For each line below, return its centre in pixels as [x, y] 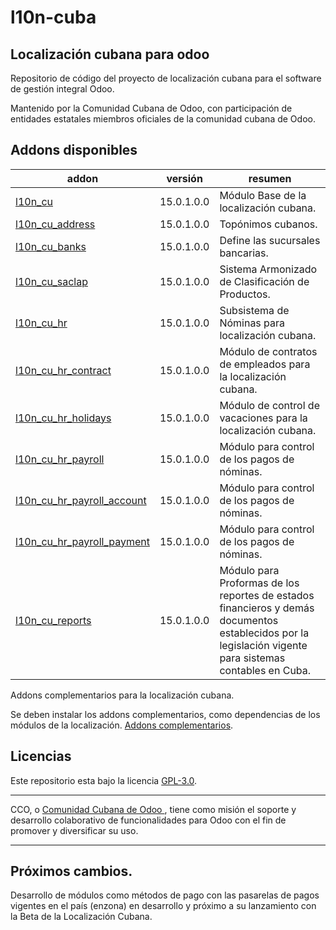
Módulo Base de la [263, 195]
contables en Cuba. [265, 670]
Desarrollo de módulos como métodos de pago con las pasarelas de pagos [165, 895]
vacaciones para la [263, 418]
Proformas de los [259, 583]
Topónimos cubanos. [268, 224]
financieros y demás [267, 608]
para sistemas [252, 658]
